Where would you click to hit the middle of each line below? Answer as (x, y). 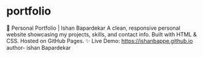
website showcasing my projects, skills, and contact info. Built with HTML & (102, 34)
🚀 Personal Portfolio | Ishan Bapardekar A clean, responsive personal (94, 28)
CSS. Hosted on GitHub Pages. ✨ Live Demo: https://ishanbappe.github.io (100, 41)
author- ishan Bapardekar (39, 47)
